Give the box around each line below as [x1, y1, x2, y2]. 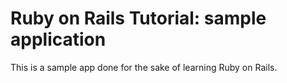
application [10, 28, 107, 51]
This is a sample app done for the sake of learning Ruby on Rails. [10, 61, 278, 73]
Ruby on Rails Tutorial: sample [10, 7, 267, 30]
